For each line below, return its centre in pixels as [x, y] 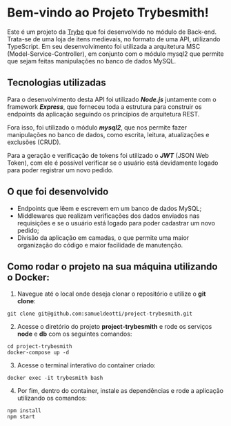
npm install [24, 411]
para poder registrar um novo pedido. [60, 170]
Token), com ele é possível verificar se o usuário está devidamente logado [113, 163]
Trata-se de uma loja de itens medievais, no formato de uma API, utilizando [114, 39]
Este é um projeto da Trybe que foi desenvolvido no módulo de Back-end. [112, 32]
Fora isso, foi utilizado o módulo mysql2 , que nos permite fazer [97, 127]
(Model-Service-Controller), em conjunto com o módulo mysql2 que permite [115, 54]
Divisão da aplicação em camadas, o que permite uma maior [103, 237]
